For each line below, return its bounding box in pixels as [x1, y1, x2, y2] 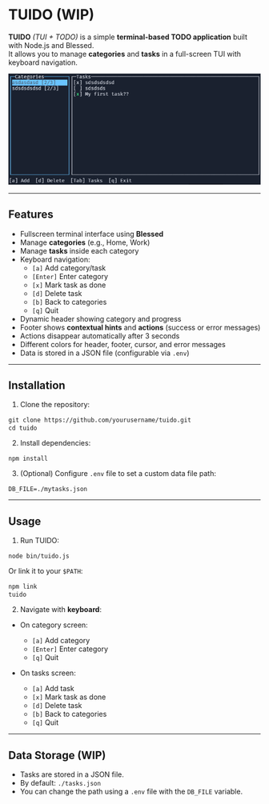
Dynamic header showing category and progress [19, 314, 182, 323]
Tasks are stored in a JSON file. [19, 770, 124, 779]
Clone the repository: [19, 400, 90, 410]
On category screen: [19, 620, 88, 630]
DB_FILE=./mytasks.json [8, 486, 88, 494]
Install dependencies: [19, 438, 91, 448]
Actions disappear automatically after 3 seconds [19, 330, 180, 341]
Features [8, 208, 54, 222]
